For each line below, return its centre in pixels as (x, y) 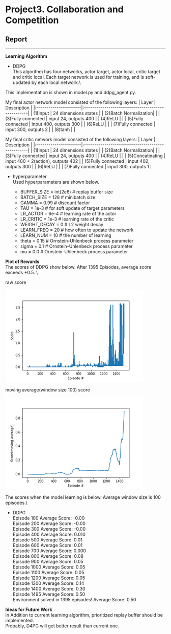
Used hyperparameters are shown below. (56, 182)
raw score (16, 282)
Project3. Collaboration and (64, 9)
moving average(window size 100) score (48, 390)
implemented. (20, 620)
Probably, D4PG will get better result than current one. (62, 626)
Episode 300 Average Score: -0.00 (49, 529)
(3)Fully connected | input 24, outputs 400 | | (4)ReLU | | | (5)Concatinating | (85, 156)
